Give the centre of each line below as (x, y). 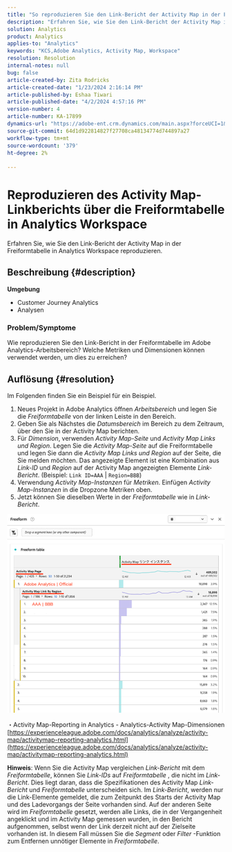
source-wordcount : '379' (43, 146)
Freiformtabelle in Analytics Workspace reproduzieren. (85, 251)
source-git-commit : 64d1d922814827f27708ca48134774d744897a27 (98, 131)
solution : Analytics (37, 29)
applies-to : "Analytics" (43, 44)
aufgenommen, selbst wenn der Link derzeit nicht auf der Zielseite (101, 826)
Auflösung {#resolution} (61, 379)
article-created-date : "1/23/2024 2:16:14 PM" (75, 87)
